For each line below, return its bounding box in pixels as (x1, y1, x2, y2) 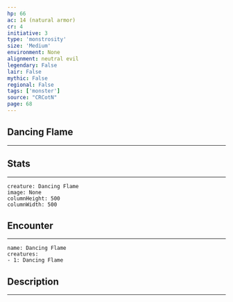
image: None (7, 189, 42, 196)
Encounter (7, 219, 53, 231)
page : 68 (7, 101, 33, 108)
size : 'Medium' (7, 42, 51, 49)
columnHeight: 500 (7, 195, 60, 202)
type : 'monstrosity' (7, 36, 67, 43)
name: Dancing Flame (7, 244, 67, 252)
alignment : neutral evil (7, 56, 79, 62)
